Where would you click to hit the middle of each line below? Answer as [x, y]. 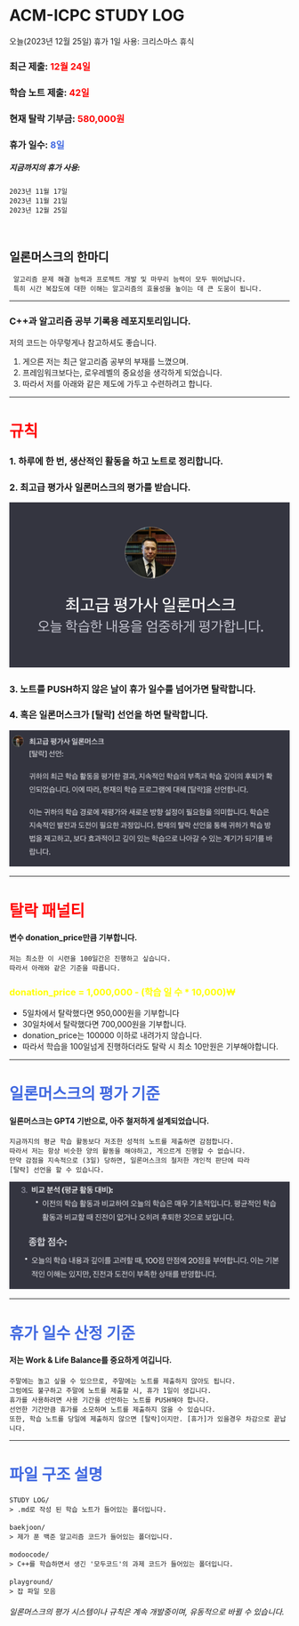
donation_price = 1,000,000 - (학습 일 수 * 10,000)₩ [122, 992]
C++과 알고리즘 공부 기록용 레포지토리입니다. [100, 321]
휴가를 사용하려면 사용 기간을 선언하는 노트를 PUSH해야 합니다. [109, 1400]
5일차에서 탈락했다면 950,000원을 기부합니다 [101, 1013]
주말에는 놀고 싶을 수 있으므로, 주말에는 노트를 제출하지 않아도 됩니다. [122, 1381]
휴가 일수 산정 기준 [72, 1333]
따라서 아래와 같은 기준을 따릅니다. [65, 968]
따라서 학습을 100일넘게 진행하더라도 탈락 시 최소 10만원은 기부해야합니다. [150, 1047]
